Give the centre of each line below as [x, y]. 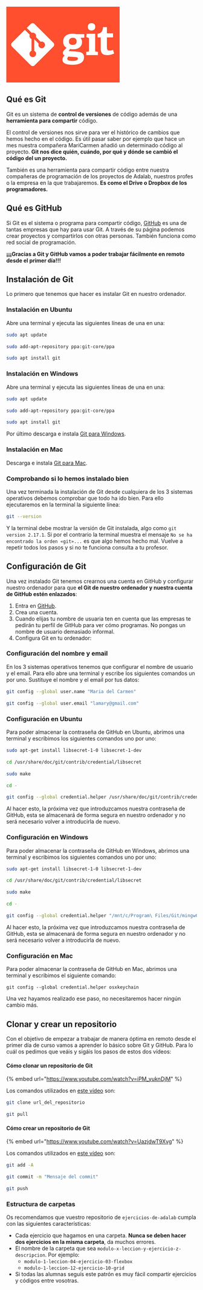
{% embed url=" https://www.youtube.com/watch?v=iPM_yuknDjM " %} [94, 1079]
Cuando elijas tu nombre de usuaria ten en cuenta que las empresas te [103, 619]
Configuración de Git [46, 567]
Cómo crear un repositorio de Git [48, 1128]
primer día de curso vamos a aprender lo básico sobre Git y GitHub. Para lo [100, 1045]
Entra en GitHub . [36, 606]
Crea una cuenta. [37, 612]
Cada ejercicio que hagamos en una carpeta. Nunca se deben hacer [100, 1235]
